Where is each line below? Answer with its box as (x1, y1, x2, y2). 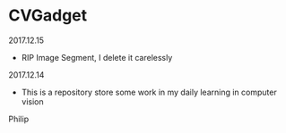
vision (21, 96, 44, 107)
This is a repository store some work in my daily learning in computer (21, 87, 277, 97)
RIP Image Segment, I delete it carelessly (21, 52, 173, 62)
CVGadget (8, 5, 88, 26)
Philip (8, 113, 29, 124)
